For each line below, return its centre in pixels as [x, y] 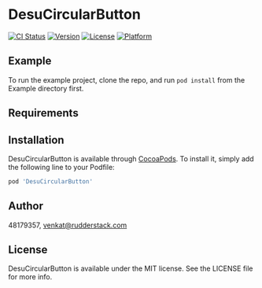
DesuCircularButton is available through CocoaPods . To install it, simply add [131, 158]
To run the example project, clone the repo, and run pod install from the [127, 79]
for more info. [30, 277]
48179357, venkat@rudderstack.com [68, 225]
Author [26, 206]
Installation [36, 140]
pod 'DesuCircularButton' [50, 181]
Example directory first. [46, 88]
